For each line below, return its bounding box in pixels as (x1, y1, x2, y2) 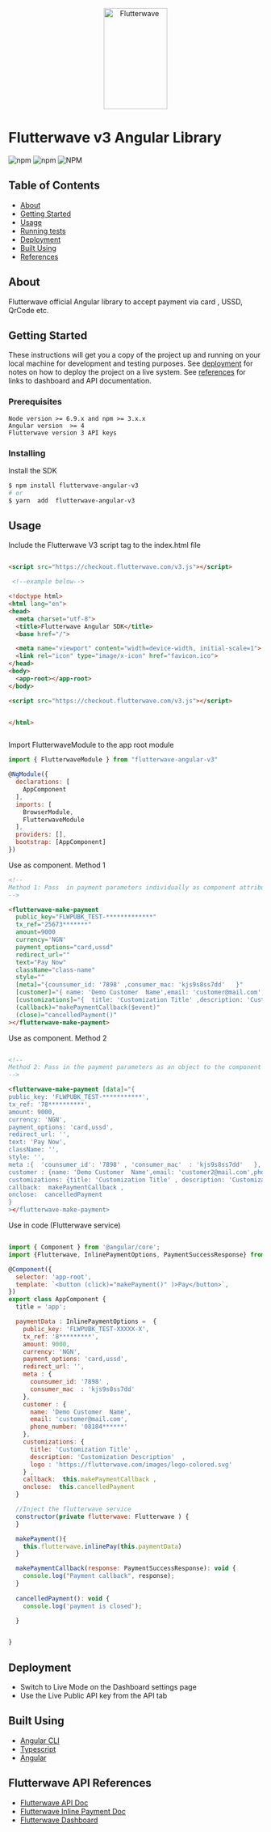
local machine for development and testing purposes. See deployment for (8, 358, 253, 368)
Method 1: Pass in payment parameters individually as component (8, 883, 236, 892)
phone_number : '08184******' (29, 1423, 128, 1431)
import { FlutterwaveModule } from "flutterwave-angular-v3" (8, 756, 219, 764)
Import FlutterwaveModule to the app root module (8, 740, 174, 750)
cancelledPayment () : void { (15, 1594, 110, 1602)
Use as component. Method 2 (8, 1033, 107, 1043)
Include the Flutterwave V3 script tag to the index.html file (8, 541, 202, 550)
